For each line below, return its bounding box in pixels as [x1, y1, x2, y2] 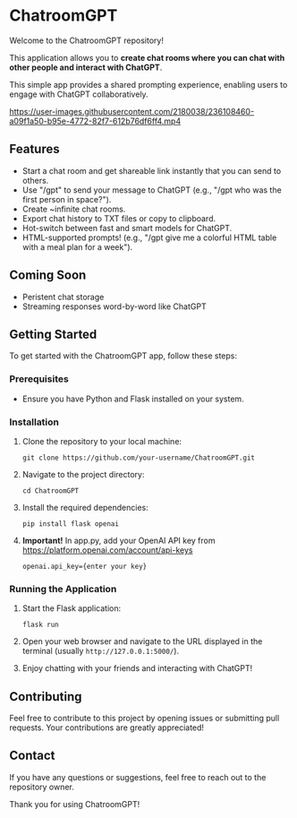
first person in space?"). [21, 194, 112, 204]
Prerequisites [9, 373, 69, 385]
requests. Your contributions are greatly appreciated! [9, 722, 204, 733]
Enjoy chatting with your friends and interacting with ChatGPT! [21, 663, 253, 674]
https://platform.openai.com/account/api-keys [21, 544, 193, 555]
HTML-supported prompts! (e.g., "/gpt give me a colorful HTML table [21, 232, 277, 243]
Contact [9, 748, 55, 763]
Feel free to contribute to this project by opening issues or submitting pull [9, 713, 280, 724]
